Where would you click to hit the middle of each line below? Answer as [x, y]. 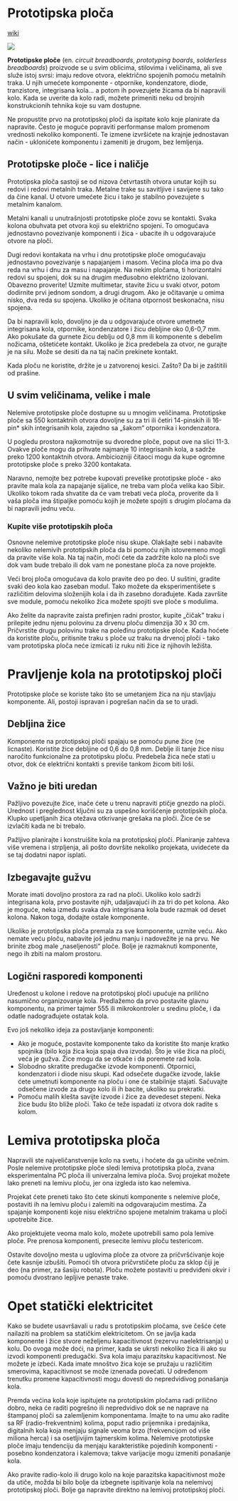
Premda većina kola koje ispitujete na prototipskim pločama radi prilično [113, 1400]
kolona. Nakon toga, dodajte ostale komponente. [78, 918]
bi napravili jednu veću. [42, 508]
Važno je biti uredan [53, 786]
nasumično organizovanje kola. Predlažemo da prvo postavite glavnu [108, 1001]
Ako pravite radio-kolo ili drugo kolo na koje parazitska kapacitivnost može [117, 1474]
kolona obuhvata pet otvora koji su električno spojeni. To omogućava [108, 225]
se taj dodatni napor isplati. [47, 855]
